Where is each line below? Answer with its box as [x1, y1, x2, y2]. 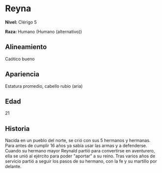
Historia [5, 124, 30, 133]
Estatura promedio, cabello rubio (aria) [5, 83, 83, 89]
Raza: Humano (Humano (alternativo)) [5, 28, 82, 34]
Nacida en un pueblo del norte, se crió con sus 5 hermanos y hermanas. [5, 138, 151, 144]
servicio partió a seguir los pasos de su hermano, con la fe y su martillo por [5, 158, 157, 164]
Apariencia [5, 70, 40, 78]
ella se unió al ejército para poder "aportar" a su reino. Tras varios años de [5, 153, 156, 159]
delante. [5, 164, 22, 170]
